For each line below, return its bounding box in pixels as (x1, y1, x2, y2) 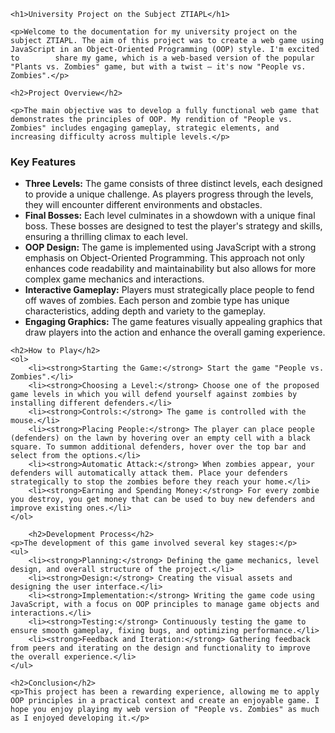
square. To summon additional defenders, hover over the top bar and (10, 442, 307, 452)
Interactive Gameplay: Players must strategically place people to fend (24, 284, 315, 296)
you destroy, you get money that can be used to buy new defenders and (10, 495, 315, 505)
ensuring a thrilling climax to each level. (24, 231, 189, 243)
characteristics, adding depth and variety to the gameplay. (24, 305, 266, 317)
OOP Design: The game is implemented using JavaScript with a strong (24, 241, 317, 254)
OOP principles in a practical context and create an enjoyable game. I (10, 696, 320, 706)
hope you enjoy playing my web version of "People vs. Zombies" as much (10, 705, 320, 715)
